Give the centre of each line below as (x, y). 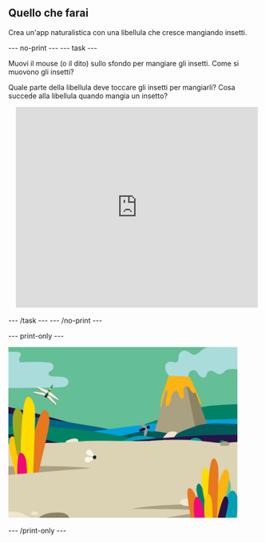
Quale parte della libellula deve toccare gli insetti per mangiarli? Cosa (122, 87)
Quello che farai (49, 13)
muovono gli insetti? (41, 72)
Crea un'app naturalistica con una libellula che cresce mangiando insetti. (128, 32)
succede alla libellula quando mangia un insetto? (88, 96)
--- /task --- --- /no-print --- (55, 320)
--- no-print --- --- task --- (53, 48)
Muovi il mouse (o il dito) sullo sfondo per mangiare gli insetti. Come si (124, 63)
